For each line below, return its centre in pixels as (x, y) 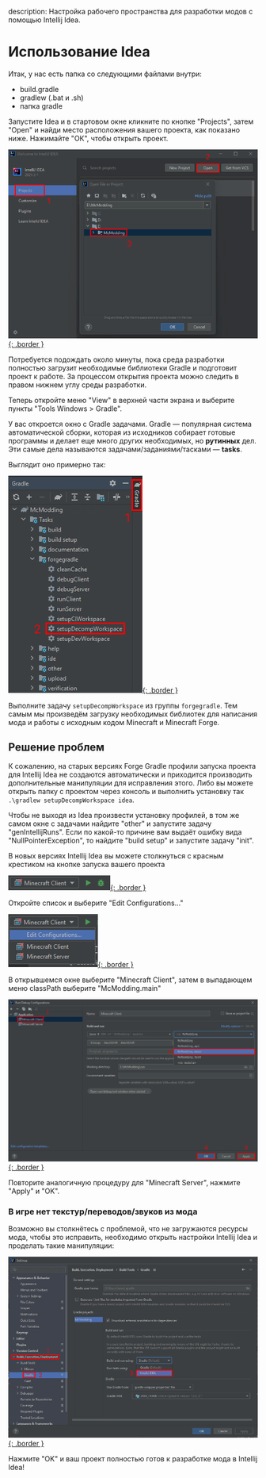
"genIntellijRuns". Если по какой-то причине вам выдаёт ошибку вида (125, 832)
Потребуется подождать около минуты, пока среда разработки (116, 359)
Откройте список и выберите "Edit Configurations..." (96, 903)
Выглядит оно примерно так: (57, 464)
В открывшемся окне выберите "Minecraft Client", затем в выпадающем (130, 980)
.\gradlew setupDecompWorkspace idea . (71, 800)
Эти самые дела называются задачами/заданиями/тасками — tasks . (125, 449)
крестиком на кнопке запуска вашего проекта (87, 865)
